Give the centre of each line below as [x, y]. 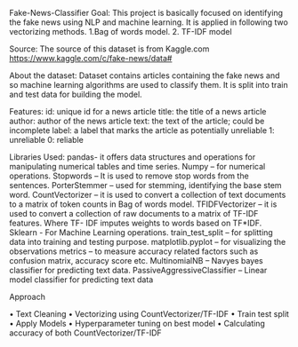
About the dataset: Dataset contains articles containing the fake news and [145, 75]
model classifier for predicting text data [81, 280]
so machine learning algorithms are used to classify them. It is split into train [149, 85]
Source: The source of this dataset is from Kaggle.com [109, 49]
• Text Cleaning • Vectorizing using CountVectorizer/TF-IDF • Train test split [149, 314]
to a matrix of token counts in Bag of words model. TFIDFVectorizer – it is [143, 204]
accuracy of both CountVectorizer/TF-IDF [85, 333]
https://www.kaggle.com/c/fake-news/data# [91, 58]
